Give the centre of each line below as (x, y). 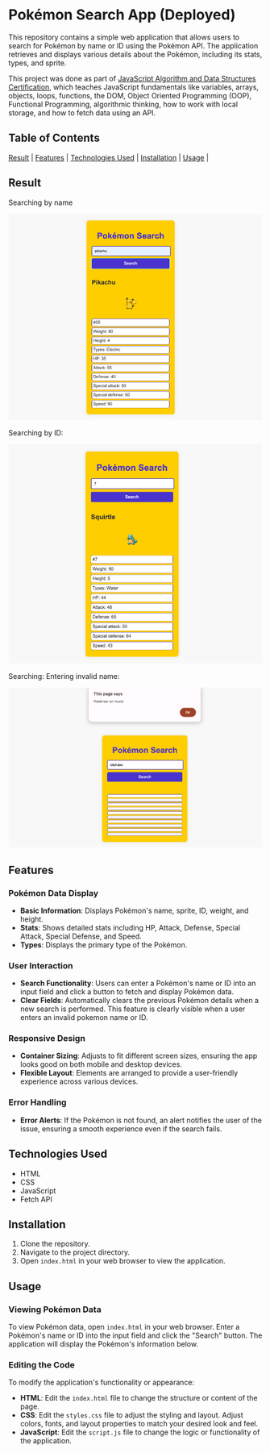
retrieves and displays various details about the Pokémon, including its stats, (135, 54)
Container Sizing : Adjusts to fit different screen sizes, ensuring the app (139, 1056)
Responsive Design (47, 1039)
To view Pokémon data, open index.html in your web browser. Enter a (124, 1327)
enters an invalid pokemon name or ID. (84, 1018)
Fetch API (36, 1199)
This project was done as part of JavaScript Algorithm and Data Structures (132, 78)
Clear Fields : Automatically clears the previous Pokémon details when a (139, 1001)
